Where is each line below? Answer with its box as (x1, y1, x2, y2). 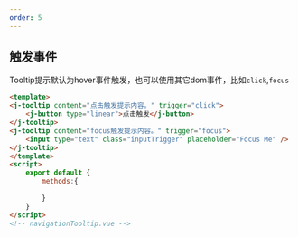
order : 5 (9, 13, 42, 23)
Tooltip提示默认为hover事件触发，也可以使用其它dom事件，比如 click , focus (9, 74, 290, 86)
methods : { (42, 177, 79, 186)
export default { (25, 168, 91, 177)
